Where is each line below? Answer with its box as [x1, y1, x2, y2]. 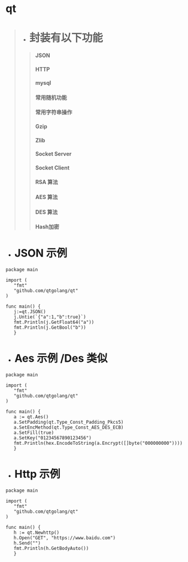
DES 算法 [35, 208, 58, 215]
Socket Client [35, 164, 70, 171]
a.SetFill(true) [13, 429, 54, 436]
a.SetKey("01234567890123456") [13, 435, 92, 441]
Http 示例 [14, 468, 60, 481]
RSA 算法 [35, 179, 58, 186]
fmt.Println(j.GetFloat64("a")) [13, 319, 95, 326]
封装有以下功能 [29, 31, 103, 45]
